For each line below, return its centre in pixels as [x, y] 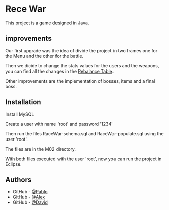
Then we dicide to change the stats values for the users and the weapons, [82, 65]
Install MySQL [20, 114]
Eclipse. [13, 164]
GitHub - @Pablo [30, 192]
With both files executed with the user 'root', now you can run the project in [83, 159]
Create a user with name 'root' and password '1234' [59, 124]
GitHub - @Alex [29, 197]
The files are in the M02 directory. [41, 149]
